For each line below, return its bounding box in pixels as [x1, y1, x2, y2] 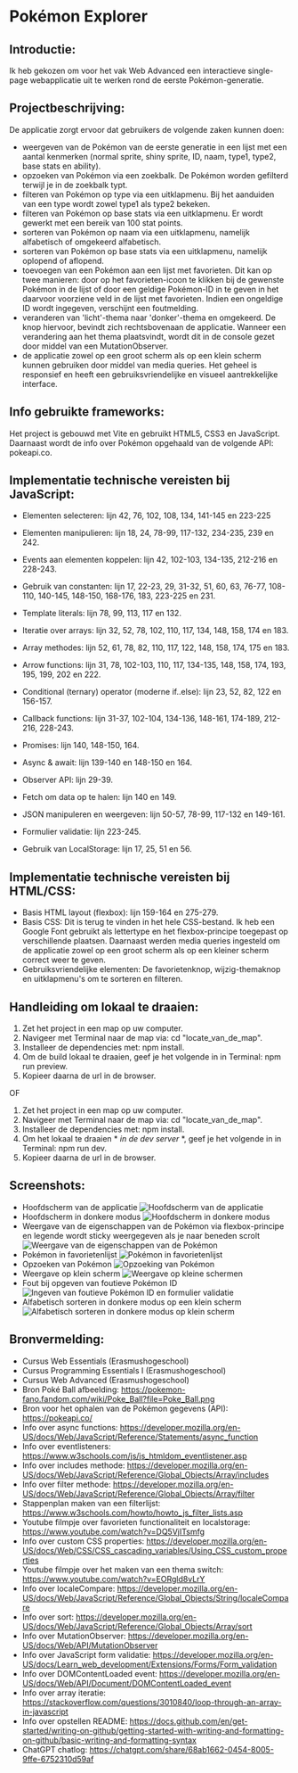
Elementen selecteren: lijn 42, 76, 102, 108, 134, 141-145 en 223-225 [21, 510, 271, 521]
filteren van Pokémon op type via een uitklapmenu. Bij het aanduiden [21, 189, 275, 200]
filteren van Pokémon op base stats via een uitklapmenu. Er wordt [21, 208, 264, 219]
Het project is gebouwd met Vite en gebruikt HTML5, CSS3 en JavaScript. [9, 428, 280, 439]
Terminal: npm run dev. [21, 1143, 108, 1154]
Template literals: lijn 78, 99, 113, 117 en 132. [21, 608, 182, 619]
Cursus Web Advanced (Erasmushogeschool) [21, 1374, 189, 1385]
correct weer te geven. [21, 954, 107, 965]
